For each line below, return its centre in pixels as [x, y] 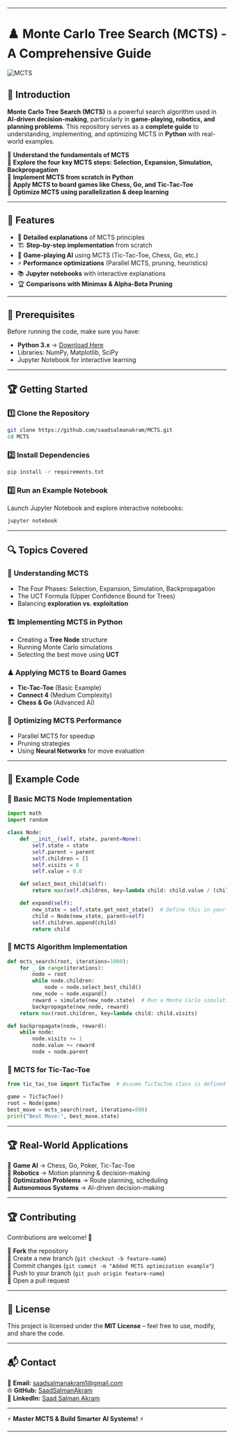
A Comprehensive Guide [79, 54]
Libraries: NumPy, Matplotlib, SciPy [68, 352]
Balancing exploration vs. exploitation [73, 603]
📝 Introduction [39, 95]
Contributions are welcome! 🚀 [50, 1237]
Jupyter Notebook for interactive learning [77, 360]
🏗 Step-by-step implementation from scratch [85, 245]
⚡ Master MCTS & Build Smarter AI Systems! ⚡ [76, 1418]
